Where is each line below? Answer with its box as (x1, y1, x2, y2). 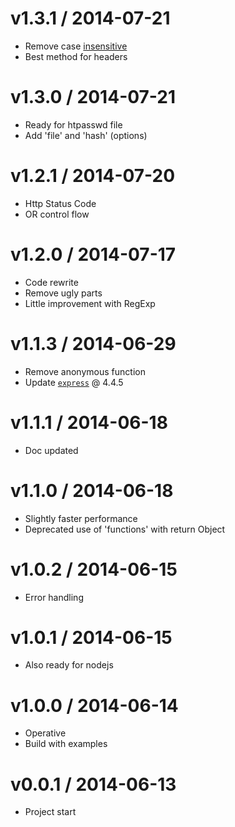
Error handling (24, 591, 84, 603)
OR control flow (24, 208, 90, 220)
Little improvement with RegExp (24, 297, 156, 309)
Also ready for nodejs (24, 659, 114, 671)
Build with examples (24, 738, 108, 750)
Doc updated (24, 444, 79, 456)
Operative (24, 727, 67, 739)
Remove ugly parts (24, 287, 103, 299)
